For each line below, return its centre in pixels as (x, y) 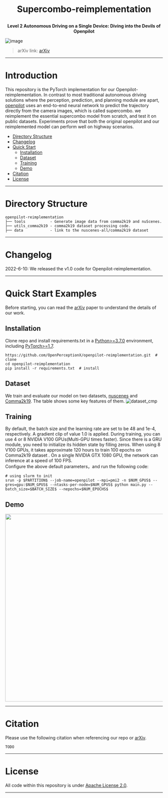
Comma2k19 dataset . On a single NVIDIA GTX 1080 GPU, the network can (82, 455)
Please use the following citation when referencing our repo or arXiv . (76, 738)
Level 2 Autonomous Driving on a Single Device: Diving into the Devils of (84, 26)
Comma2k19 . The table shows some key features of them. (65, 401)
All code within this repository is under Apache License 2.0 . (66, 785)
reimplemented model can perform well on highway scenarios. (69, 127)
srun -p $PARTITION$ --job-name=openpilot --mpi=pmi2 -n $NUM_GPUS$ (78, 481)
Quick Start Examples (51, 294)
